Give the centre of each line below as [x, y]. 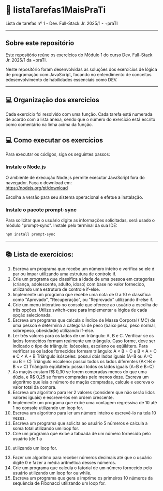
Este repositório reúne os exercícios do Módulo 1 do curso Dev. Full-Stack [79, 55]
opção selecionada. [32, 315]
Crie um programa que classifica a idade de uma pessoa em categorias [84, 279]
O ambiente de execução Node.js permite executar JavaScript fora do [75, 177]
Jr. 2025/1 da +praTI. [26, 60]
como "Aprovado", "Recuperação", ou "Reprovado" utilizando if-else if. [83, 300]
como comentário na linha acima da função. [49, 124]
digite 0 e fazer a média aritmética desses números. [64, 462]
